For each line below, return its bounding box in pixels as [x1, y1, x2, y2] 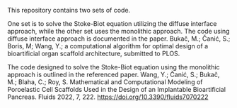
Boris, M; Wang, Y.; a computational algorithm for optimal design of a [7, 42, 209, 50]
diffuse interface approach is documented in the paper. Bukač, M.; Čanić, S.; [7, 34, 231, 43]
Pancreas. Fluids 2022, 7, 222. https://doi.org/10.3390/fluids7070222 [7, 93, 209, 101]
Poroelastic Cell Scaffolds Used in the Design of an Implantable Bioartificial [7, 86, 226, 93]
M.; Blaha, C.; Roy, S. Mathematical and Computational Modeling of [7, 78, 203, 86]
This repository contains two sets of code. [7, 6, 131, 14]
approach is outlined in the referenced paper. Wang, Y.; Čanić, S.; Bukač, [7, 70, 220, 79]
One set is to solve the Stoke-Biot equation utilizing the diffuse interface [7, 20, 217, 27]
